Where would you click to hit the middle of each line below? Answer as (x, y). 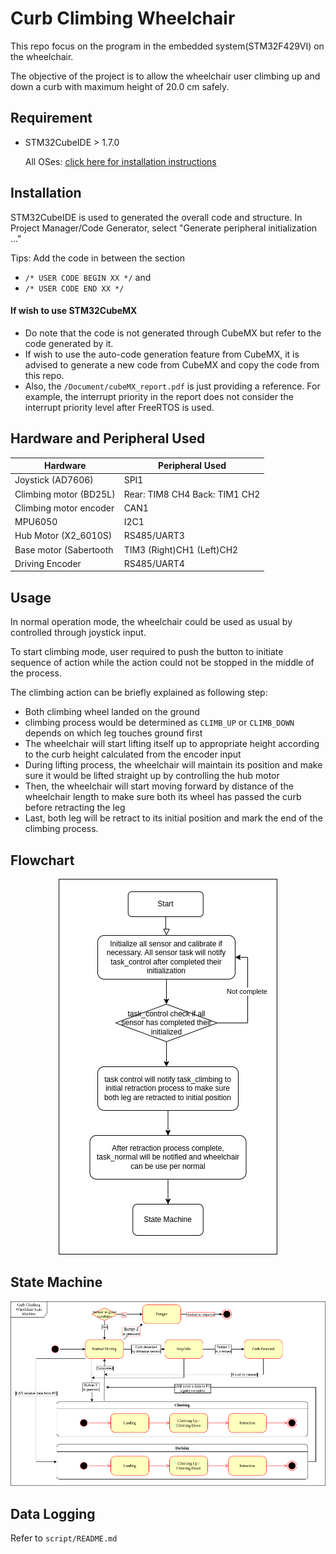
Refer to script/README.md (64, 1538)
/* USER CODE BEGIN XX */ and (88, 277)
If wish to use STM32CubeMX (74, 311)
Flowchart (42, 860)
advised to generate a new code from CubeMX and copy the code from (172, 364)
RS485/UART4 (154, 563)
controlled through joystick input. (78, 633)
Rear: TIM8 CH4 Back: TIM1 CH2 (192, 494)
